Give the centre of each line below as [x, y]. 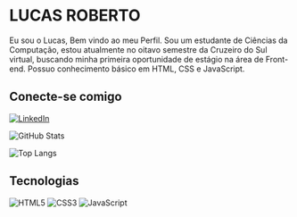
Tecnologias [44, 181]
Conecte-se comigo [66, 97]
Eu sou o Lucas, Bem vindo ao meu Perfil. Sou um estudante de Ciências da [148, 40]
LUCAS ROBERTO [75, 16]
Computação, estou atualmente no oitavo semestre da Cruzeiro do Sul [138, 49]
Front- [277, 59]
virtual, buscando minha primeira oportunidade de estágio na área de [136, 59]
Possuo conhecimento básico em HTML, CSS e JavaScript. [136, 69]
